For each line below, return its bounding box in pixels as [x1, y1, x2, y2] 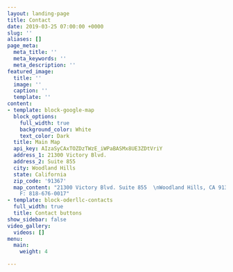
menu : [7, 235, 23, 242]
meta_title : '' [13, 49, 58, 56]
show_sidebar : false [7, 216, 67, 223]
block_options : [13, 113, 58, 120]
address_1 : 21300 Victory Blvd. [13, 152, 107, 159]
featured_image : [7, 68, 54, 75]
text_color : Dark [19, 132, 70, 139]
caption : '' [13, 87, 49, 94]
